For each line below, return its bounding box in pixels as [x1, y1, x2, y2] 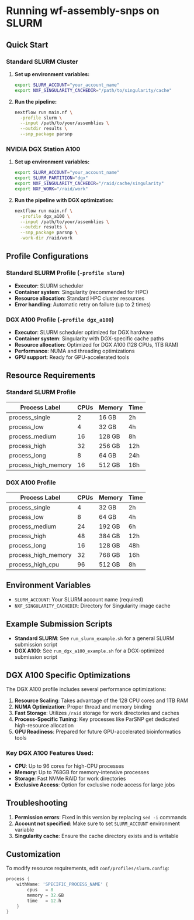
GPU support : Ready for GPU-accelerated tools [14, 354, 130, 361]
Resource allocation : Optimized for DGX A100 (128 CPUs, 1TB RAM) [14, 341, 179, 348]
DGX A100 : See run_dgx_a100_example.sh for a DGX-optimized [14, 647, 165, 654]
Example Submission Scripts [6, 619, 113, 629]
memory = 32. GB [27, 892, 64, 898]
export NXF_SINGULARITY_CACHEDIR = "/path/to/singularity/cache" [14, 87, 172, 93]
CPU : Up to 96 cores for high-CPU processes [14, 762, 124, 769]
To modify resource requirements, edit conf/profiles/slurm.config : [6, 865, 169, 872]
